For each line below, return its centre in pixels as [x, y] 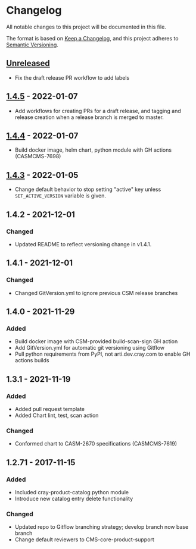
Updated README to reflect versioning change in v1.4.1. [83, 244]
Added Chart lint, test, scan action [57, 415]
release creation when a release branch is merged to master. [89, 117]
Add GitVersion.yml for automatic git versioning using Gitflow [90, 348]
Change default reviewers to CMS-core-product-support [85, 539]
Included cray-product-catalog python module [72, 492]
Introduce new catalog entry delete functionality [74, 498]
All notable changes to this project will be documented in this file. [86, 27]
